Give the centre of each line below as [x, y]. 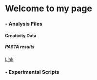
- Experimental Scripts [32, 72]
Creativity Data [21, 35]
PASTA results [20, 47]
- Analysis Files [24, 24]
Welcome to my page [49, 9]
